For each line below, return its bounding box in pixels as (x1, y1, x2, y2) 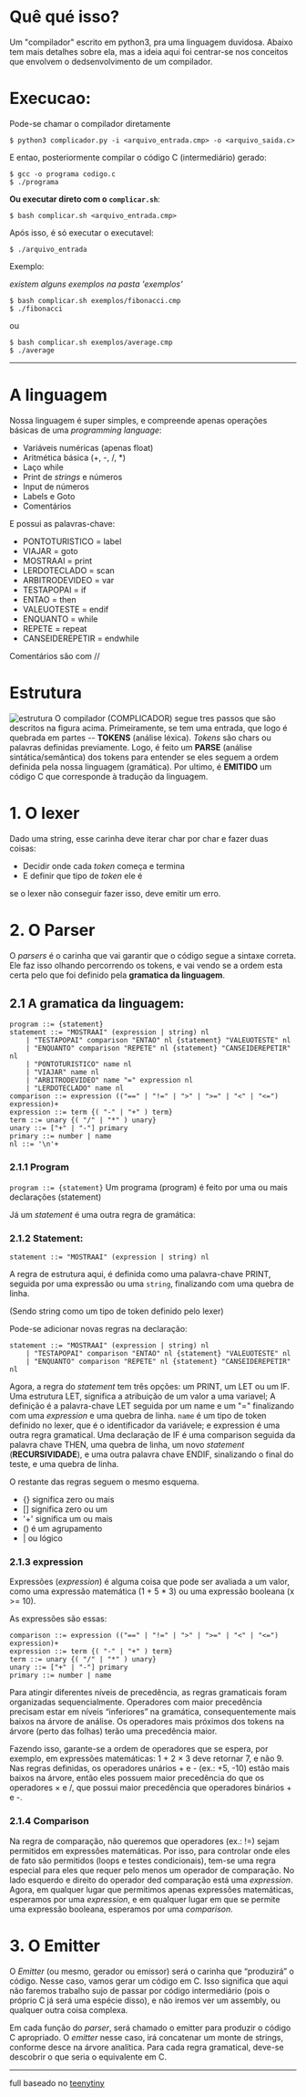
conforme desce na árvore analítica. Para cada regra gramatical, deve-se (9, 2041, 284, 2052)
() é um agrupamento (22, 1523, 103, 1535)
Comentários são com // (9, 650, 100, 661)
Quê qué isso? (9, 6, 120, 27)
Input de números (22, 481, 89, 492)
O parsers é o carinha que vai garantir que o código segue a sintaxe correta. (9, 949, 297, 960)
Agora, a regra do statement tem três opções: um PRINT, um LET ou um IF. (9, 1381, 290, 1392)
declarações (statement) (9, 1191, 102, 1202)
